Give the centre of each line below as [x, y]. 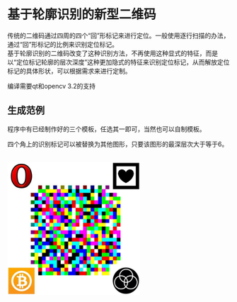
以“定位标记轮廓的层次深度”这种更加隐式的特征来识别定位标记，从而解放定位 [118, 62]
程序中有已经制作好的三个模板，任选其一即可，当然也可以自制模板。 [106, 129]
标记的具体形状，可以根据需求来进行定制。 [69, 71]
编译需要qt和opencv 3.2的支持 [51, 86]
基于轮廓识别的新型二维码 [82, 15]
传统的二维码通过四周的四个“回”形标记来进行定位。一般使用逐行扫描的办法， [118, 35]
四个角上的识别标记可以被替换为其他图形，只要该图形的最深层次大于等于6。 [118, 144]
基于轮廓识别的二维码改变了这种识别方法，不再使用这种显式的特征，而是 [112, 53]
